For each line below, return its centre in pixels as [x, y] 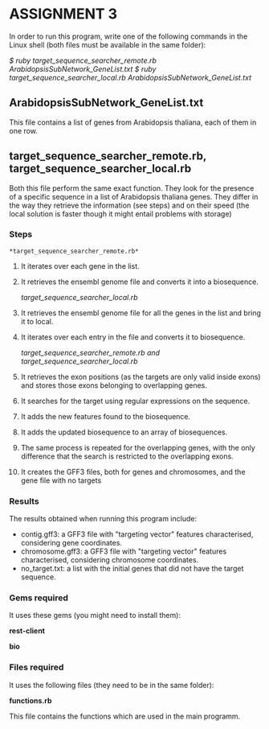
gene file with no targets [61, 480]
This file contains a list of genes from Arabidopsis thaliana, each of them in [133, 122]
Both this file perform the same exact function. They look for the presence [132, 188]
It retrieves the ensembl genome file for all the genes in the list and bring [141, 313]
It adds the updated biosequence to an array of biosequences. [124, 432]
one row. [24, 130]
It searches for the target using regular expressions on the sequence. [135, 401]
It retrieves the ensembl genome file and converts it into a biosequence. [140, 282]
